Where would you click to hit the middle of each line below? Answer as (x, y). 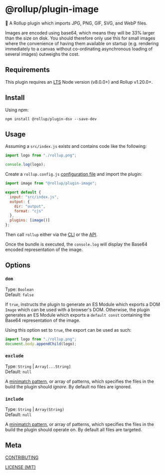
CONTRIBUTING (22, 457)
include (14, 399)
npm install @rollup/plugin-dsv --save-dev (51, 119)
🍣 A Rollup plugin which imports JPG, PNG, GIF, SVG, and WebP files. (76, 23)
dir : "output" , (30, 206)
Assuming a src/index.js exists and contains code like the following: (76, 146)
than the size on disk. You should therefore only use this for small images (80, 38)
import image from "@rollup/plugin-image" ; (51, 183)
